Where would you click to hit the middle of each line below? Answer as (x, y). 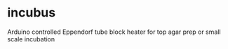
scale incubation (31, 39)
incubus (32, 13)
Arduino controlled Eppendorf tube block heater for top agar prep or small (114, 32)
